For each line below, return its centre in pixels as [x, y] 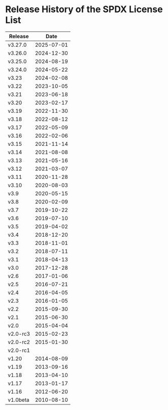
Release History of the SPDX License [84, 9]
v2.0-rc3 [19, 334]
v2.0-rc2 [19, 342]
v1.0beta [19, 400]
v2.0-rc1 [19, 350]
